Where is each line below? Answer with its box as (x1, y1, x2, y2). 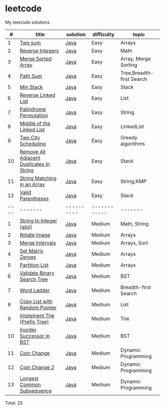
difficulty (92, 31, 114, 37)
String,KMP (120, 178, 147, 185)
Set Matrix (19, 247, 44, 254)
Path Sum (19, 72, 42, 79)
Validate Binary (19, 270, 55, 276)
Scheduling (19, 140, 46, 147)
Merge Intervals (19, 239, 56, 246)
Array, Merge (120, 55, 151, 62)
